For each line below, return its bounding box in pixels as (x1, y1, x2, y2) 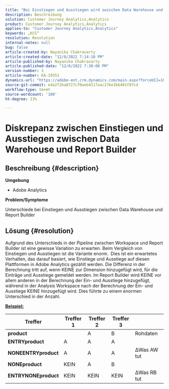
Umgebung (5, 177, 29, 183)
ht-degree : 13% (5, 96, 37, 101)
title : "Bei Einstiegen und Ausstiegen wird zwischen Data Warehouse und (5, 7, 163, 13)
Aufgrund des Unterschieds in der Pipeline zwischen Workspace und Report (5, 240, 163, 246)
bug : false (5, 45, 28, 50)
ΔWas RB (135, 369, 157, 376)
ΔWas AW (135, 346, 158, 353)
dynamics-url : (5, 78, 35, 83)
